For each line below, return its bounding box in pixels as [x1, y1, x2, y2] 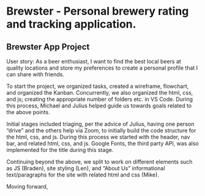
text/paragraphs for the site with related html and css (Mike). [6, 171, 159, 178]
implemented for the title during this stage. [6, 147, 114, 153]
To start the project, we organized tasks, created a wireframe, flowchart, [6, 82, 189, 90]
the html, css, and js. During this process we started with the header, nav [6, 133, 190, 140]
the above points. [6, 109, 50, 115]
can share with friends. [6, 71, 64, 78]
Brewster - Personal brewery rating [6, 4, 189, 18]
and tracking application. [6, 17, 136, 31]
